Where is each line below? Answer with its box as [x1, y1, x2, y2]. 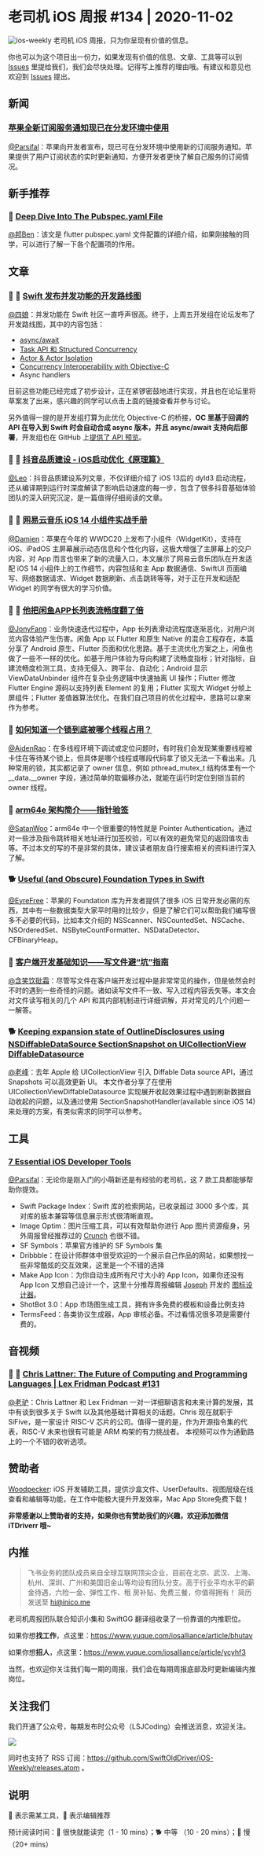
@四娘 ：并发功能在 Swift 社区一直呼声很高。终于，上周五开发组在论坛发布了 [8, 310, 255, 319]
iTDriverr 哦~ [8, 1520, 52, 1530]
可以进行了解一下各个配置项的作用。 [21, 240, 139, 249]
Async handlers [19, 370, 71, 379]
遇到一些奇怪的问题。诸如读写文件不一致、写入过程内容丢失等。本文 [28, 986, 249, 995]
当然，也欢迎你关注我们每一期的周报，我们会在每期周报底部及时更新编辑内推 [8, 1664, 256, 1674]
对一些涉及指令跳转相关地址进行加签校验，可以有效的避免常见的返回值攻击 [8, 833, 249, 843]
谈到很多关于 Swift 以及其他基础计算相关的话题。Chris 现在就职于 [21, 1407, 233, 1417]
